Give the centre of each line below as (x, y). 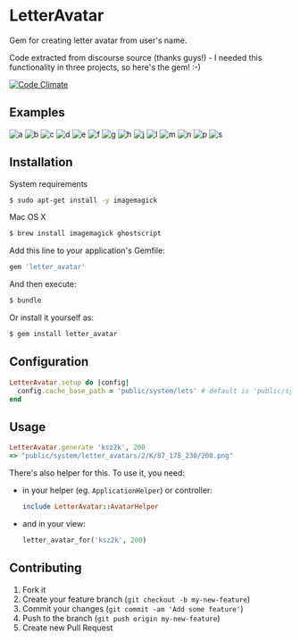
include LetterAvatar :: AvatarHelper (90, 506)
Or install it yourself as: (51, 317)
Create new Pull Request (67, 628)
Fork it (34, 589)
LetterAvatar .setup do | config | (69, 382)
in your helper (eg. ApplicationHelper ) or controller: (117, 490)
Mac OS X (28, 217)
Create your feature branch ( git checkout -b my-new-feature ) (136, 599)
